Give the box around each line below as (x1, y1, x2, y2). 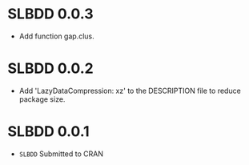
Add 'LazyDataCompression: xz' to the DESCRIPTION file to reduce (18, 86, 241, 95)
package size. (18, 94, 66, 104)
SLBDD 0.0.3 (7, 5, 94, 23)
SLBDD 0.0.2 (7, 59, 94, 78)
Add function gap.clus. (18, 31, 94, 41)
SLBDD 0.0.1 (7, 123, 90, 141)
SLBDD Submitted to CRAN (18, 149, 103, 159)
